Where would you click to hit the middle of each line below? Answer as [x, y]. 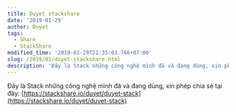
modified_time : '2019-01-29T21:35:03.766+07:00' [80, 53]
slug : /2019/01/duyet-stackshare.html [64, 59]
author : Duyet [28, 27]
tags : [15, 33]
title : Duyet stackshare [44, 14]
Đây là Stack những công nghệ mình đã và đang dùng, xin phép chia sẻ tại [115, 85]
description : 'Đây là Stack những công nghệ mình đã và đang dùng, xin [114, 66]
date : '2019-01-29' [36, 20]
